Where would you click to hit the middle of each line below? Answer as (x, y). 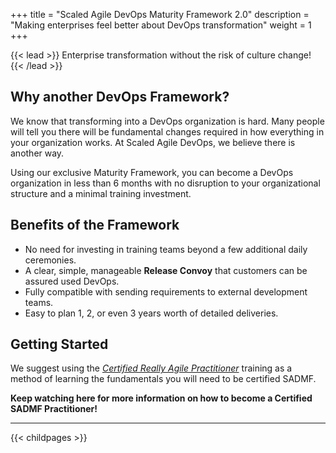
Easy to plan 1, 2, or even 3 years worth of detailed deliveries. (151, 313)
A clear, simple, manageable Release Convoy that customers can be (166, 270)
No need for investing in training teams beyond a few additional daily (166, 249)
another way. (37, 153)
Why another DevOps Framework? (120, 97)
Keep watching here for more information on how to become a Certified (161, 398)
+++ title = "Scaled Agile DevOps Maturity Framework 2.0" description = (160, 14)
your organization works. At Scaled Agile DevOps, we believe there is (153, 142)
